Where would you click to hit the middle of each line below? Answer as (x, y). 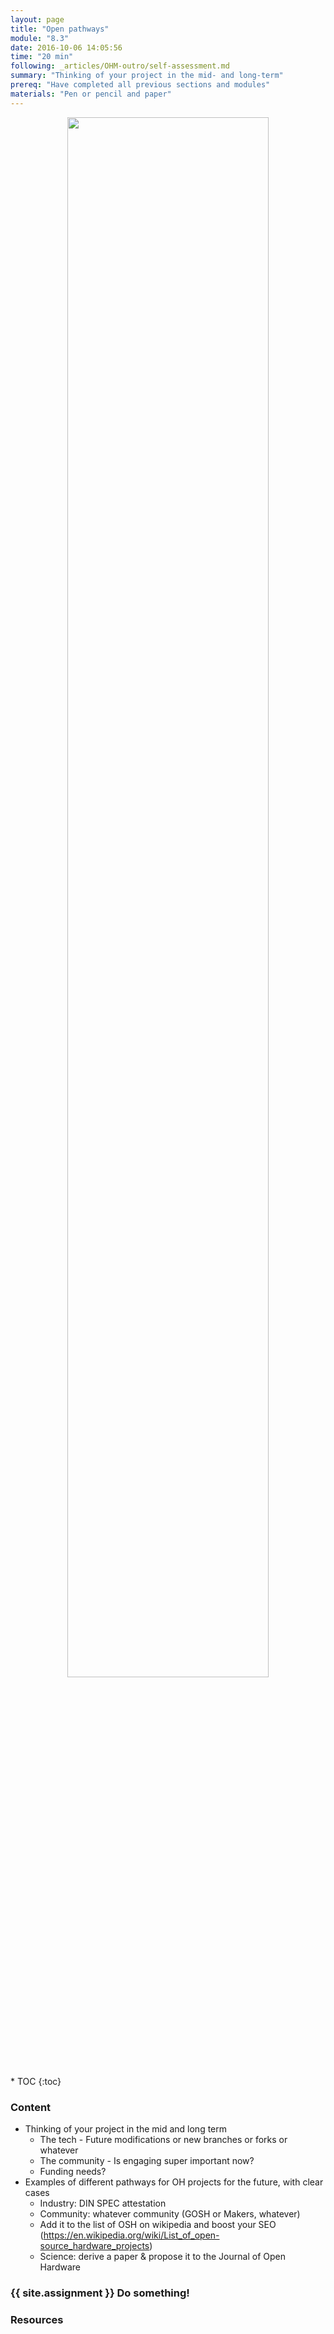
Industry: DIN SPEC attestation (103, 2203)
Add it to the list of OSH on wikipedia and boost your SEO (158, 2224)
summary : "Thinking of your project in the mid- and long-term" (147, 76)
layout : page (37, 19)
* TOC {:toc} (36, 2081)
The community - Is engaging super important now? (147, 2160)
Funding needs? (73, 2171)
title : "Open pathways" (60, 29)
